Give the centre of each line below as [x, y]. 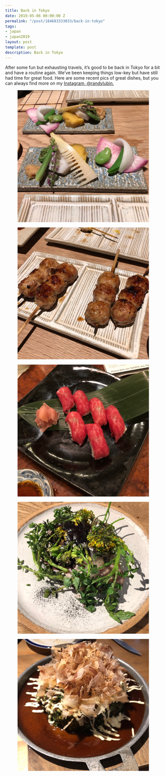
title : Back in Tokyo [27, 10]
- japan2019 [17, 37]
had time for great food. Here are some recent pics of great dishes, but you [82, 78]
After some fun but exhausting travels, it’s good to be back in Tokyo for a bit [82, 67]
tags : [11, 26]
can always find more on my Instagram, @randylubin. [59, 83]
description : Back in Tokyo [34, 52]
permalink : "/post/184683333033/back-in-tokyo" [55, 21]
